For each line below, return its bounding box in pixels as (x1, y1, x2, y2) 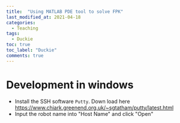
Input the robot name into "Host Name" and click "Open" (14, 110, 154, 117)
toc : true (6, 42, 31, 48)
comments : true (6, 53, 44, 59)
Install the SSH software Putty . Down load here (14, 98, 131, 105)
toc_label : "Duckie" (6, 47, 58, 53)
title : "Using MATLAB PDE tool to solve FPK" (6, 8, 124, 15)
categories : (6, 20, 36, 25)
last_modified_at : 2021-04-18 (6, 14, 81, 20)
